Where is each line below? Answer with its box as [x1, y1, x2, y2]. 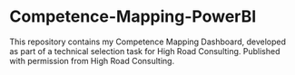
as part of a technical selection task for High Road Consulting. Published [9, 45, 280, 56]
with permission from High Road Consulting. [9, 55, 175, 66]
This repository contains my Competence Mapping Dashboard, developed [9, 36, 287, 47]
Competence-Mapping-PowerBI [9, 6, 257, 27]
